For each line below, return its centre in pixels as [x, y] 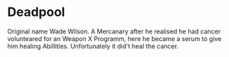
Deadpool [36, 12]
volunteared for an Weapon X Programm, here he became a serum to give [114, 38]
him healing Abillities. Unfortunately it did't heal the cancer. [93, 46]
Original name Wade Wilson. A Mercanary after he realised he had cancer [114, 31]
